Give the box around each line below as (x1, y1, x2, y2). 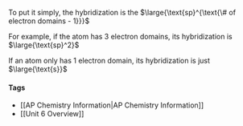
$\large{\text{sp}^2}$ (8, 40, 80, 50)
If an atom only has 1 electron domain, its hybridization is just (8, 56, 211, 65)
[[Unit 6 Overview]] (19, 109, 84, 119)
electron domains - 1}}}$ (8, 16, 90, 26)
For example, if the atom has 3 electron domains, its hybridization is (8, 32, 233, 41)
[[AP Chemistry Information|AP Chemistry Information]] (19, 100, 204, 110)
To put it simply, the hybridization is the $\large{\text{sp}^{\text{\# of (8, 8, 236, 17)
